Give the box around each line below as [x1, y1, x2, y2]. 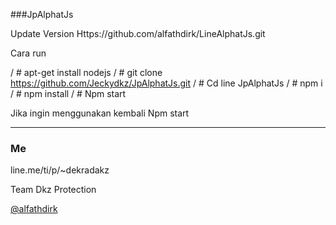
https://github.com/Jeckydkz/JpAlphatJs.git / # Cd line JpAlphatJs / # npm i [10, 77, 323, 89]
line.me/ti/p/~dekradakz [10, 164, 110, 176]
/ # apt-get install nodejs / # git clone [10, 67, 163, 78]
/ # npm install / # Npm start [10, 88, 127, 99]
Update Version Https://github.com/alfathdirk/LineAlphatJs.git [10, 28, 266, 39]
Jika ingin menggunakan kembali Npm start [10, 107, 190, 119]
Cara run [10, 47, 47, 59]
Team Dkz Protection [10, 184, 97, 196]
